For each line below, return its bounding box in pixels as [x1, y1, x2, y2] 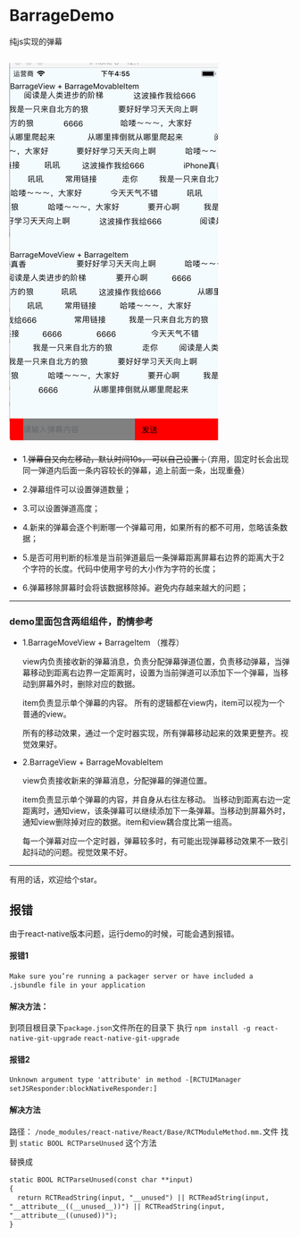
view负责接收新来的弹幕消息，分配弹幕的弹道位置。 [21, 775, 212, 786]
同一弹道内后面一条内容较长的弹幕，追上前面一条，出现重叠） [21, 464, 250, 475]
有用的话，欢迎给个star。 [9, 874, 103, 885]
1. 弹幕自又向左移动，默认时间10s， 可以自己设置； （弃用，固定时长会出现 [21, 453, 289, 464]
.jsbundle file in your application [9, 981, 146, 990]
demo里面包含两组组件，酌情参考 [9, 614, 154, 627]
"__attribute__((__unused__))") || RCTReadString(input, [9, 1202, 226, 1211]
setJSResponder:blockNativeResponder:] [9, 1084, 158, 1094]
